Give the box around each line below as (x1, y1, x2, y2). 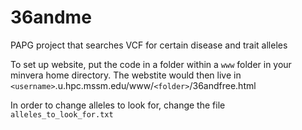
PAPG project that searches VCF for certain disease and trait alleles (10, 39, 288, 51)
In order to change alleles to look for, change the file (10, 99, 226, 111)
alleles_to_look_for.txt (10, 109, 114, 120)
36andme (10, 6, 92, 29)
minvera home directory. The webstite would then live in (10, 69, 242, 81)
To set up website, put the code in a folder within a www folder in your (10, 58, 292, 70)
